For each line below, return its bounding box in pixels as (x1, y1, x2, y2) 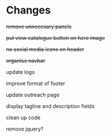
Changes (6, 4, 51, 17)
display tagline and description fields (6, 102, 95, 109)
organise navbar (6, 57, 46, 64)
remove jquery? (6, 125, 44, 132)
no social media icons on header (6, 45, 85, 53)
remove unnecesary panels (6, 23, 72, 30)
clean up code (6, 114, 41, 121)
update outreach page (6, 91, 60, 98)
